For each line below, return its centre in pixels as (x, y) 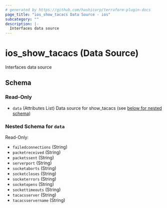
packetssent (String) (33, 158)
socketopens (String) (33, 184)
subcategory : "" (22, 19)
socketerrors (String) (34, 179)
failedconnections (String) (40, 147)
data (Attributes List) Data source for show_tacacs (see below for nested (87, 108)
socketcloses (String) (34, 174)
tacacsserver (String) (34, 195)
